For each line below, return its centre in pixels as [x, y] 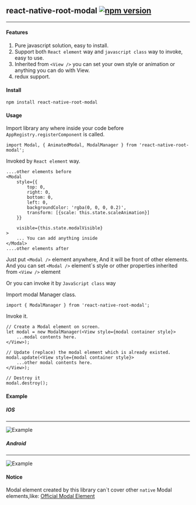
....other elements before [39, 172]
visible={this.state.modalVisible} [60, 228]
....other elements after [37, 249]
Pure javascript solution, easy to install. [62, 46]
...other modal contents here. [55, 363]
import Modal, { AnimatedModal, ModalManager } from [71, 145]
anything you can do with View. [52, 70]
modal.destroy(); [27, 383]
